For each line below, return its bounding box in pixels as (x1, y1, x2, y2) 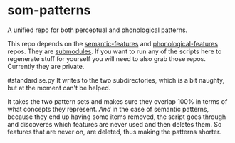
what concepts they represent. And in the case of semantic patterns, (7, 105, 209, 113)
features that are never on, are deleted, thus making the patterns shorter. (7, 127, 221, 136)
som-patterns (7, 2, 91, 18)
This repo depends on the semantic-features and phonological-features (7, 39, 219, 48)
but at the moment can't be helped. (7, 83, 111, 92)
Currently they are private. (7, 62, 85, 70)
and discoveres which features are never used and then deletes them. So (7, 120, 222, 128)
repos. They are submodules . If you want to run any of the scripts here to (7, 47, 222, 55)
